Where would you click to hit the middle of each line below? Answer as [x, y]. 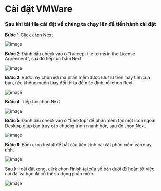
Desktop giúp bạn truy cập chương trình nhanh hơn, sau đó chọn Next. [76, 126]
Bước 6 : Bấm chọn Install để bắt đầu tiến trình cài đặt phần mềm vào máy [78, 145]
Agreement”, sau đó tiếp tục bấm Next [43, 59]
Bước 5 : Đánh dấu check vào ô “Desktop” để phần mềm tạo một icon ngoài [80, 121]
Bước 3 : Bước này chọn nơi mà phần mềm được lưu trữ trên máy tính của [78, 78]
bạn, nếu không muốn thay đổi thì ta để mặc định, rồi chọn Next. [70, 83]
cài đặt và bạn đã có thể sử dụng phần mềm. [50, 174]
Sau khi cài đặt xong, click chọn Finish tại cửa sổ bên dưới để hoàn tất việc [80, 169]
